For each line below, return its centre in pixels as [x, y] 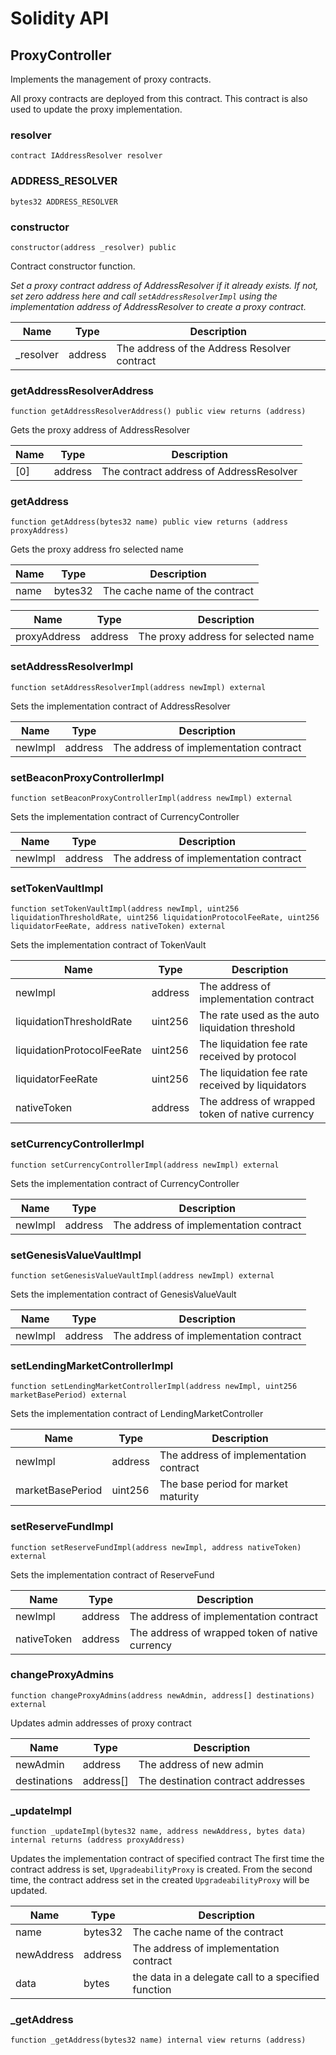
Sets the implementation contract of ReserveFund [112, 1574]
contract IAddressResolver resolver [86, 156]
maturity [179, 1497]
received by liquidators [253, 1085]
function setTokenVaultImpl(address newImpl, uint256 [125, 909]
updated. [29, 1891]
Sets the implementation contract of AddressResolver [120, 706]
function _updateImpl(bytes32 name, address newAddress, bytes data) [158, 1832]
